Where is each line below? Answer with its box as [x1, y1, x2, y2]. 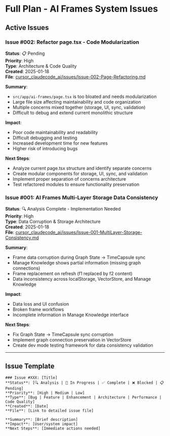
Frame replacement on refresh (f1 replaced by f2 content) [12, 271, 133, 277]
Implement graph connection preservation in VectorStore [12, 337, 132, 343]
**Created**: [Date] [5, 404, 49, 409]
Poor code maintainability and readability [12, 129, 98, 135]
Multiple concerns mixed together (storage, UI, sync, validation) [12, 104, 146, 110]
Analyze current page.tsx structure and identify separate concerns [12, 165, 152, 171]
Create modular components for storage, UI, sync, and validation [12, 171, 148, 177]
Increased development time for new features [12, 140, 108, 146]
